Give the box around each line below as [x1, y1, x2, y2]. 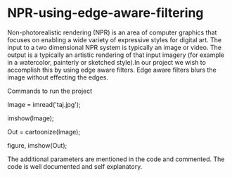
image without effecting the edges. [7, 72, 109, 82]
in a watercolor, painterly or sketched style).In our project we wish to [7, 58, 206, 66]
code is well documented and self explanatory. [7, 162, 143, 170]
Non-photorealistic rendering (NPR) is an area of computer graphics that [7, 28, 217, 37]
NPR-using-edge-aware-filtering [7, 5, 204, 21]
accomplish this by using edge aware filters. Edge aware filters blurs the [7, 65, 217, 74]
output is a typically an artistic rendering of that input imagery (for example [7, 51, 225, 59]
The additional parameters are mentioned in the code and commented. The [7, 155, 225, 163]
